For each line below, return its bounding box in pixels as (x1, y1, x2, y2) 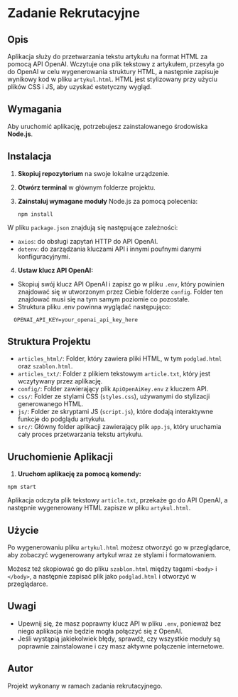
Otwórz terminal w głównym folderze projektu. (17, 183, 156, 192)
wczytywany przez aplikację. (17, 377, 103, 386)
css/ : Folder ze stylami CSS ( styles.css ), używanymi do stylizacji (17, 392, 210, 401)
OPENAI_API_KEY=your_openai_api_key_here (13, 316, 139, 324)
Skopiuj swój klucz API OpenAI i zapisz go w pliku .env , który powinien (17, 279, 225, 288)
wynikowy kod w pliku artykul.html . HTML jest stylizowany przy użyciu (7, 75, 218, 83)
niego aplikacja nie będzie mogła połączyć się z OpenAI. (17, 626, 183, 635)
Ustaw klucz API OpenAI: (17, 266, 94, 274)
